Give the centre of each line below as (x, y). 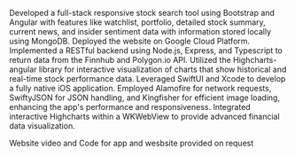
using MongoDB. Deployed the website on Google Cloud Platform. (130, 41)
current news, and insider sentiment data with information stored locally (140, 31)
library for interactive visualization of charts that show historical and (163, 69)
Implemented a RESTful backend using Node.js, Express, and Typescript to (146, 51)
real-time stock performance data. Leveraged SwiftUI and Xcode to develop (147, 78)
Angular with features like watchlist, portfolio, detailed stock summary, (137, 22)
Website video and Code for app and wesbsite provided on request (132, 143)
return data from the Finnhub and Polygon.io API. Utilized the (120, 60)
